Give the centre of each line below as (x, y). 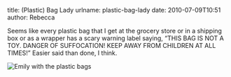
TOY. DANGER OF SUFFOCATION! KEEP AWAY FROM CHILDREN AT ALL (112, 45)
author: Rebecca (31, 17)
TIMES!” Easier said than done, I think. (62, 53)
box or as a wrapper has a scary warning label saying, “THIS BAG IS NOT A (115, 38)
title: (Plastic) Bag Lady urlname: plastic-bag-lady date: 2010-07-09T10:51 (114, 10)
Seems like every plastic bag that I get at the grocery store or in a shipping (115, 31)
